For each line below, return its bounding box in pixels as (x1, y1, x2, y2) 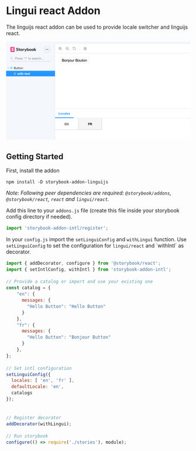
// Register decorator (6, 415, 61, 421)
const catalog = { (6, 285, 51, 291)
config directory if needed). (6, 213, 73, 220)
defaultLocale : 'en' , (11, 384, 64, 390)
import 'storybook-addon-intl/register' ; (6, 225, 109, 231)
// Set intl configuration (6, 365, 72, 371)
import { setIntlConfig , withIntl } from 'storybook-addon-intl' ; (6, 266, 171, 272)
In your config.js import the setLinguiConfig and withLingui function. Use (6, 235, 187, 242)
